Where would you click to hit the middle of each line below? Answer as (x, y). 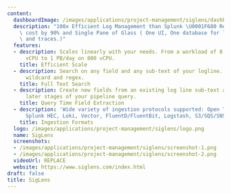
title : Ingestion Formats (57, 122)
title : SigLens (29, 180)
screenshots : (32, 142)
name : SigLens (33, 135)
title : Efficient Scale (54, 65)
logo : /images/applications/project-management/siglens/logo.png (109, 129)
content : (20, 13)
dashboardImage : (36, 20)
